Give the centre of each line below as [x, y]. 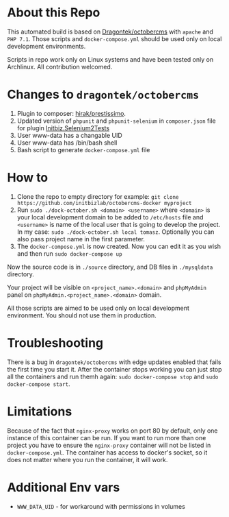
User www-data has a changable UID [70, 135]
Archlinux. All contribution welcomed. [60, 67]
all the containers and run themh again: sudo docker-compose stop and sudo [113, 376]
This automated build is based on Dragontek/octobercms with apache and [110, 32]
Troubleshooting [55, 343]
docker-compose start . [39, 384]
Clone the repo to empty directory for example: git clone [98, 196]
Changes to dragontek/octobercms [103, 95]
